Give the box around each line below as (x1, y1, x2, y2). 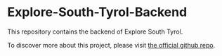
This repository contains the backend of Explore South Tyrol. (7, 27, 183, 36)
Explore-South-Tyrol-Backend (7, 4, 188, 20)
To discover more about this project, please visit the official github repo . (7, 41, 216, 49)
